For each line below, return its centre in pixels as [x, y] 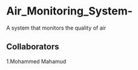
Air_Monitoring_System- [70, 11]
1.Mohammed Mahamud [36, 61]
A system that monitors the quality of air [56, 28]
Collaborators [33, 47]
